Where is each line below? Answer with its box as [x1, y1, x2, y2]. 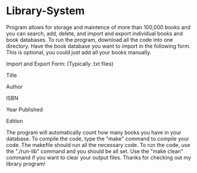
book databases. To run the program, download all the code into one [6, 36, 173, 43]
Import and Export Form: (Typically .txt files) [6, 60, 114, 67]
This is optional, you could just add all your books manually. [6, 48, 151, 56]
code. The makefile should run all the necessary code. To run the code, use [6, 141, 190, 148]
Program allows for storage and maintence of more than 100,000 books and [6, 24, 191, 31]
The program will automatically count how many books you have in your [6, 129, 182, 136]
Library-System [6, 4, 85, 18]
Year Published [6, 106, 43, 113]
